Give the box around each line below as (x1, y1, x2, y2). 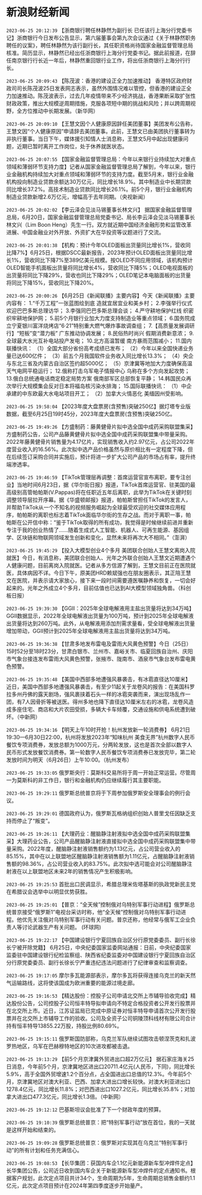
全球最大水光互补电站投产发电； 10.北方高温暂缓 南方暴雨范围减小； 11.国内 (6, 337, 192, 344)
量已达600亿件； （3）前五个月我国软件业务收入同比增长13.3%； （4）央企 (6, 352, 194, 359)
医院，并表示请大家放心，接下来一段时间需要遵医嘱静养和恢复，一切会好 (16, 576, 196, 584)
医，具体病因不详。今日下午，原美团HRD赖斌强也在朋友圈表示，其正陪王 (6, 569, 186, 576)
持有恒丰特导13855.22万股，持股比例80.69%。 (6, 1022, 123, 1029)
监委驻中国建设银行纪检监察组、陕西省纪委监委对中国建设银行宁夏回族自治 (6, 951, 191, 959)
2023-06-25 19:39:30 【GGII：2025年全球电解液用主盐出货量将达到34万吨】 (6, 604, 195, 612)
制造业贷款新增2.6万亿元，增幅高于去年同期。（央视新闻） (6, 193, 148, 200)
